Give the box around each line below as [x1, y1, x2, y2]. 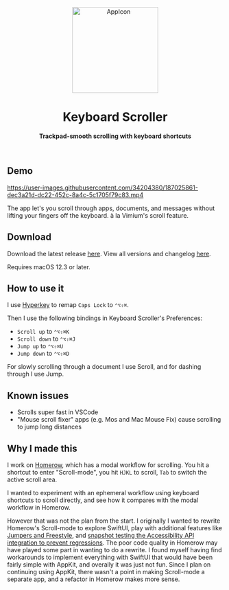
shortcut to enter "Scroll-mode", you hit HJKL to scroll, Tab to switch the [7, 468, 207, 476]
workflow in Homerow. [7, 503, 71, 511]
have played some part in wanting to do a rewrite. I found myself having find [7, 546, 222, 554]
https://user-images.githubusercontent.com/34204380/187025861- [7, 183, 199, 192]
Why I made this [7, 442, 77, 454]
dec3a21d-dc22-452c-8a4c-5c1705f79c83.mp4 [7, 190, 144, 198]
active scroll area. [7, 475, 58, 484]
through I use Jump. [7, 370, 64, 378]
